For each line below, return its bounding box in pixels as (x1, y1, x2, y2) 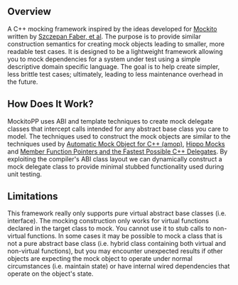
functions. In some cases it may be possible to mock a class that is (27, 232, 222, 240)
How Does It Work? (7, 98, 94, 110)
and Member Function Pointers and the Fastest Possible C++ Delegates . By (7, 147, 228, 156)
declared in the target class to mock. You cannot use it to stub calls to (7, 224, 212, 233)
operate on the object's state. (7, 269, 94, 278)
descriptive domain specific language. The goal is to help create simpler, (7, 62, 220, 70)
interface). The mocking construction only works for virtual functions (7, 217, 210, 225)
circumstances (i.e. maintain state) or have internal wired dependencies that (7, 262, 230, 271)
